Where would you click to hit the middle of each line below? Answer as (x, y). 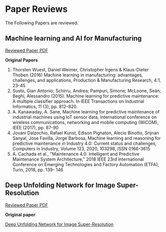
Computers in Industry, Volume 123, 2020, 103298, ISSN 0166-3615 (81, 148)
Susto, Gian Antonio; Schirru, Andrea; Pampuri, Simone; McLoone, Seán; (87, 91)
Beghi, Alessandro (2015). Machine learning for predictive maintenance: (86, 96)
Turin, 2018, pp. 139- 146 (38, 170)
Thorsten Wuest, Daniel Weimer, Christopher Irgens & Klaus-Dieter (81, 69)
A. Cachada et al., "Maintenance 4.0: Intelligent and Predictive (76, 154)
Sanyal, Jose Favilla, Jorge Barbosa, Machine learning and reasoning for (86, 138)
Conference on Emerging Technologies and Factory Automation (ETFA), (86, 164)
